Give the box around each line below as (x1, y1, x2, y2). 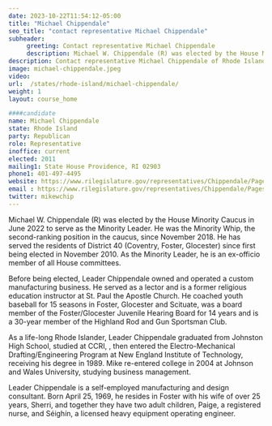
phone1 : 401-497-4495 (8, 170, 82, 179)
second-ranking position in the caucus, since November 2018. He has (8, 232, 241, 242)
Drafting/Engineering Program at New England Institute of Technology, (8, 350, 244, 359)
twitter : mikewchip (8, 192, 74, 200)
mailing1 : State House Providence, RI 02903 (8, 162, 161, 170)
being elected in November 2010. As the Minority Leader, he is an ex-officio (8, 249, 261, 259)
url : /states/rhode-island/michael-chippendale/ (8, 80, 180, 88)
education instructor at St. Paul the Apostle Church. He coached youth (8, 290, 244, 300)
